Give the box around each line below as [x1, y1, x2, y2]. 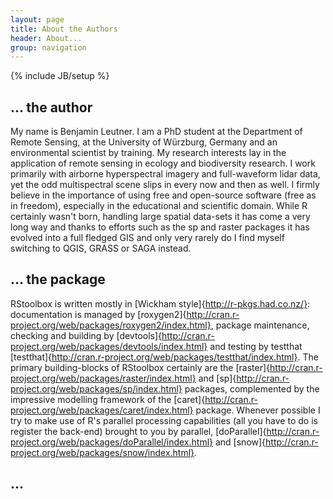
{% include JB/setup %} [10, 70, 110, 82]
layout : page [10, 14, 65, 25]
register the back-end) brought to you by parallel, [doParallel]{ [10, 425, 267, 437]
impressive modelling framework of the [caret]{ [10, 393, 206, 405]
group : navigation [10, 42, 87, 53]
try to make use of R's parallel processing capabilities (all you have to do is [10, 414, 318, 426]
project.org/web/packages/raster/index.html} [10, 372, 197, 384]
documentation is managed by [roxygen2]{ [10, 308, 187, 320]
